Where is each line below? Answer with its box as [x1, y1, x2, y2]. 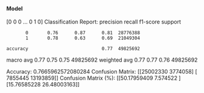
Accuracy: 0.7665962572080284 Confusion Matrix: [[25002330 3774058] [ [6, 68, 197, 75]
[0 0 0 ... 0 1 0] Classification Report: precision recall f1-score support [6, 18, 181, 25]
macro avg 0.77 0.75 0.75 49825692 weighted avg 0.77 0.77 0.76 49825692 [6, 56, 198, 63]
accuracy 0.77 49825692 [6, 46, 140, 52]
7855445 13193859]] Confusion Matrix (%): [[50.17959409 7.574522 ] [6, 74, 181, 82]
